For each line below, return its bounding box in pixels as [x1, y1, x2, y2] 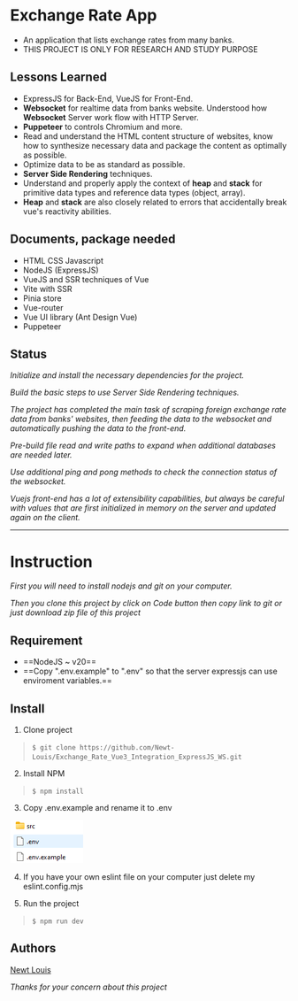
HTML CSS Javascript [22, 255, 104, 266]
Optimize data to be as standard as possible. [22, 158, 186, 169]
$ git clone [31, 743, 76, 752]
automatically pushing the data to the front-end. [10, 423, 187, 434]
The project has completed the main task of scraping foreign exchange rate [10, 404, 287, 415]
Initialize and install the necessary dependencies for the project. [10, 370, 245, 381]
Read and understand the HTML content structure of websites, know [22, 130, 273, 142]
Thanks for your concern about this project [10, 982, 167, 992]
